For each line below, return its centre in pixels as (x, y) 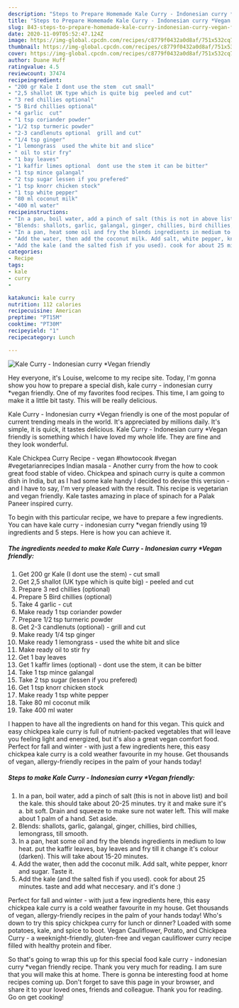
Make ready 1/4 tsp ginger (56, 634)
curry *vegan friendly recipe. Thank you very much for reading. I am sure (115, 967)
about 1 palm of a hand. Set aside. (68, 818)
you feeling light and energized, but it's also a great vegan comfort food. (113, 739)
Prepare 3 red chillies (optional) (64, 589)
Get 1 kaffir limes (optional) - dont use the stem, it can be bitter (110, 665)
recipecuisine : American (45, 311)
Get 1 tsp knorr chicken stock (61, 687)
